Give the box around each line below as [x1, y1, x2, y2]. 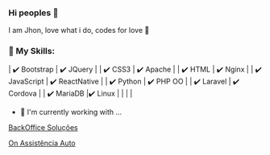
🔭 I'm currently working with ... [19, 107, 123, 116]
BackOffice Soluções [8, 122, 78, 132]
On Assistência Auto [8, 138, 76, 148]
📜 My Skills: [8, 46, 55, 57]
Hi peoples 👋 [8, 7, 59, 18]
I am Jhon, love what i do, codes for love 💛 [8, 26, 150, 35]
